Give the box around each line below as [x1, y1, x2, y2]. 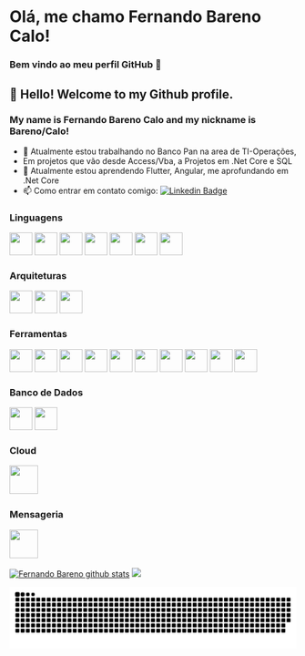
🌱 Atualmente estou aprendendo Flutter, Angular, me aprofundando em [22, 165, 289, 176]
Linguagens [9, 211, 64, 224]
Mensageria [9, 508, 64, 521]
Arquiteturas [9, 270, 67, 282]
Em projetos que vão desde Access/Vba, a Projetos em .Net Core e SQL [22, 155, 293, 166]
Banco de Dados [9, 385, 84, 398]
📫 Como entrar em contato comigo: [22, 185, 158, 196]
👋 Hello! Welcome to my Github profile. [9, 87, 234, 102]
